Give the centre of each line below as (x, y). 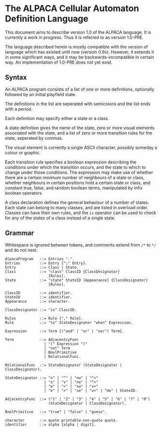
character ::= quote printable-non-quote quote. (61, 420)
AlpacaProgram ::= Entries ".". (40, 259)
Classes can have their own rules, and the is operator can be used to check (81, 213)
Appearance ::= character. (37, 301)
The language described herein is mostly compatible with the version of (77, 47)
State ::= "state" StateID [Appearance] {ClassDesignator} (77, 280)
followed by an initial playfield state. (41, 94)
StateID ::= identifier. (39, 297)
